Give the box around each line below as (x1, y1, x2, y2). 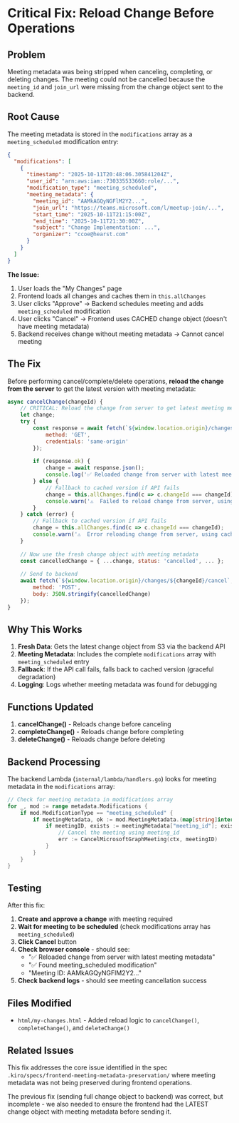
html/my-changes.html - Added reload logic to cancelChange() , (17, 1016, 200, 1025)
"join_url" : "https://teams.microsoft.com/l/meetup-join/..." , (33, 204, 224, 211)
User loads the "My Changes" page (17, 284, 122, 293)
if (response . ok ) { (33, 458, 91, 465)
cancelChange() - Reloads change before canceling (17, 720, 172, 728)
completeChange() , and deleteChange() (17, 1024, 130, 1032)
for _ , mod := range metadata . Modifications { (7, 803, 148, 810)
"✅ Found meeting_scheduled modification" (28, 961, 157, 970)
